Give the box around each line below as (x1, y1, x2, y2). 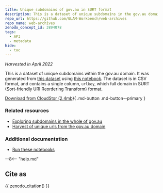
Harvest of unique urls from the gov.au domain (12, 123, 106, 129)
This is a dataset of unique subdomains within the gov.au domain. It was (5, 70, 149, 76)
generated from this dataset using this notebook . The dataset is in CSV (5, 76, 147, 81)
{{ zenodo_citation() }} (5, 183, 50, 189)
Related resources (5, 107, 49, 114)
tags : (5, 30, 16, 34)
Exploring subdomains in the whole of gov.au (12, 118, 102, 124)
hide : (5, 43, 16, 48)
